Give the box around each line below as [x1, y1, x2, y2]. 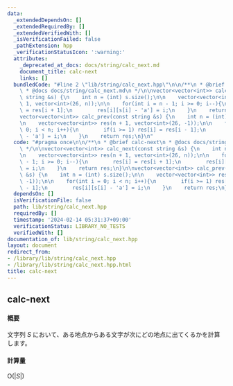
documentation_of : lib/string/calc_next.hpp [7, 236, 138, 243]
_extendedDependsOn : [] [13, 17, 82, 24]
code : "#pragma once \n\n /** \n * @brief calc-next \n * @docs [13, 139, 191, 146]
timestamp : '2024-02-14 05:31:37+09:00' [13, 216, 132, 223]
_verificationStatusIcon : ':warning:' [13, 49, 126, 56]
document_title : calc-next [19, 68, 98, 75]
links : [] [19, 74, 49, 82]
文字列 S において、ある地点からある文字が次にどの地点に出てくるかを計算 [7, 331, 221, 339]
